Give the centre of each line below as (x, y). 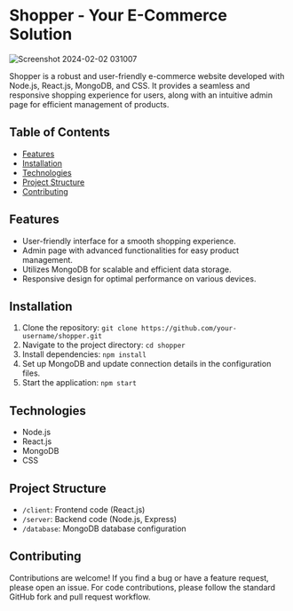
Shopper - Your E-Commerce (119, 16)
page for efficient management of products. (89, 104)
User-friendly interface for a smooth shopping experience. (129, 241)
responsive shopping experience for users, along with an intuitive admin (141, 95)
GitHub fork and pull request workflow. (80, 597)
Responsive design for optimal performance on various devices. (139, 278)
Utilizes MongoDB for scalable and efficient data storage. (127, 269)
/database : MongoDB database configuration (104, 528)
